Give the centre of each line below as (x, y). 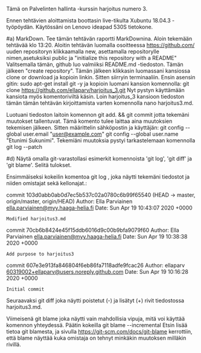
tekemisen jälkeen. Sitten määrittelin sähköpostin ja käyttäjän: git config (95, 127)
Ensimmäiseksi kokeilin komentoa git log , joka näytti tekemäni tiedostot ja (98, 177)
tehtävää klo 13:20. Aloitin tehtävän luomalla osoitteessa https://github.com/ (101, 45)
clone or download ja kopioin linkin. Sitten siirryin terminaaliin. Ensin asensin (101, 77)
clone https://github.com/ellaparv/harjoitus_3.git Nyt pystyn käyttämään (96, 90)
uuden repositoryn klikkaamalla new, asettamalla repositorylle (83, 51)
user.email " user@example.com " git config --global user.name (101, 134)
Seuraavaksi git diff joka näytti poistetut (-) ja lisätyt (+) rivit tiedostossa (95, 300)
